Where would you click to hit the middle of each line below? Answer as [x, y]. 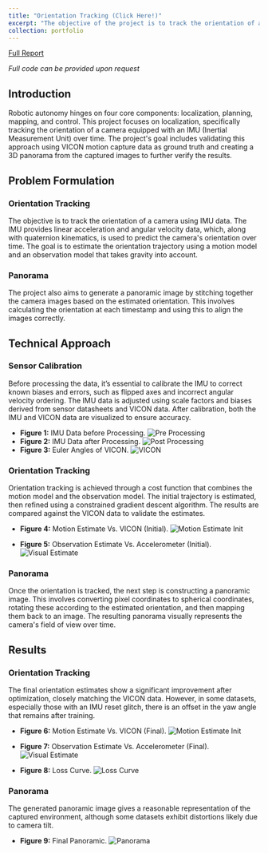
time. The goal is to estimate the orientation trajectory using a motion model [133, 246]
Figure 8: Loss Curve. [55, 771]
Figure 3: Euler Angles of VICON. [74, 450]
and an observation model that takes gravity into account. [103, 254]
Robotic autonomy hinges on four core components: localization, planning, [130, 113]
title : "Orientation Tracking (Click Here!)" [85, 16]
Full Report [26, 54]
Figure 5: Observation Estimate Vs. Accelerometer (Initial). [116, 545]
